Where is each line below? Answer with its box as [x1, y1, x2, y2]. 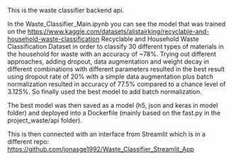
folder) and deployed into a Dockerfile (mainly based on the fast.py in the [7, 109, 221, 117]
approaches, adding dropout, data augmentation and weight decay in [7, 57, 210, 66]
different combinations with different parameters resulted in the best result [7, 65, 225, 73]
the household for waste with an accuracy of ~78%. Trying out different [7, 50, 217, 58]
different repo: [7, 137, 50, 146]
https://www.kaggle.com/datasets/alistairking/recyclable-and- [27, 28, 210, 35]
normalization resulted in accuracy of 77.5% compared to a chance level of [7, 80, 226, 88]
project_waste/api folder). [7, 116, 83, 125]
